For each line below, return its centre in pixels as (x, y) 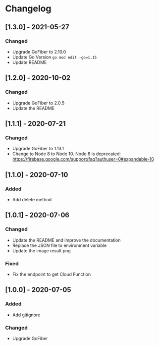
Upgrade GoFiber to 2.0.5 (38, 103)
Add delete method (32, 199)
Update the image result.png (41, 250)
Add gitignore (26, 315)
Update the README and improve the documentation (66, 240)
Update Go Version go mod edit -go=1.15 (54, 57)
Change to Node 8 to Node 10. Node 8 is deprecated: (67, 154)
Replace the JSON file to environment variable (59, 245)
